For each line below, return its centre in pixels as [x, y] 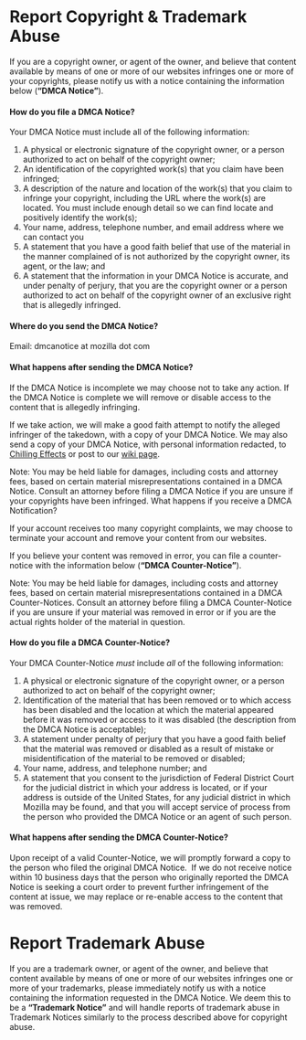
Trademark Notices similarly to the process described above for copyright [148, 1017]
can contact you [53, 237]
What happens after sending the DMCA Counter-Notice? [119, 837]
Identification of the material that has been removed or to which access [157, 700]
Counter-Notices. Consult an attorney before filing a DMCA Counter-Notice [151, 602]
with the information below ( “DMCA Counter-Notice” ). [138, 565]
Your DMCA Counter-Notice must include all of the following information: [147, 663]
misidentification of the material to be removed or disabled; [134, 758]
